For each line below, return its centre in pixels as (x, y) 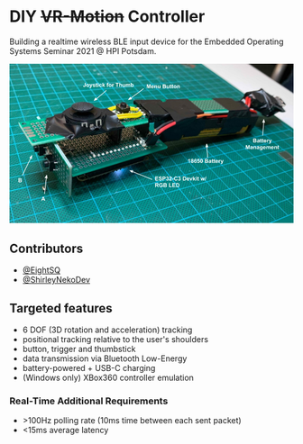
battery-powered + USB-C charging (89, 368)
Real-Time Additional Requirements (89, 401)
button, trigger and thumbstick (79, 349)
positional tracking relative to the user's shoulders (115, 340)
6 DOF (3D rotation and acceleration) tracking (107, 330)
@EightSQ (41, 270)
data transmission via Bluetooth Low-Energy (105, 358)
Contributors (46, 248)
